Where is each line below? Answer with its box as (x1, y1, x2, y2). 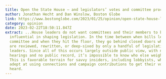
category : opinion (5, 21, 43, 26)
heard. (9, 67, 23, 72)
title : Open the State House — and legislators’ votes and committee (5, 7, 152, 12)
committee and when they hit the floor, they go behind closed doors (9, 39, 156, 44)
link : (5, 16, 16, 21)
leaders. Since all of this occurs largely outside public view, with (9, 48, 158, 53)
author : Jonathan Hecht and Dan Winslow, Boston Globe (5, 12, 121, 17)
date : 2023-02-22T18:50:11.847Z (5, 26, 72, 30)
